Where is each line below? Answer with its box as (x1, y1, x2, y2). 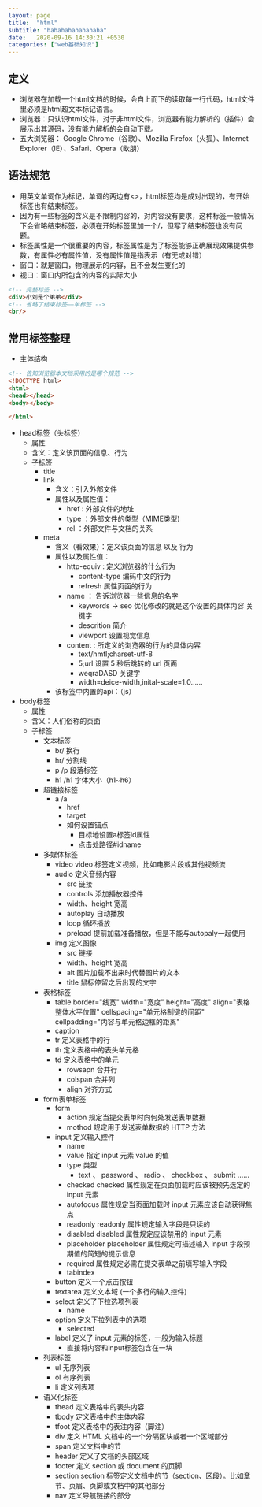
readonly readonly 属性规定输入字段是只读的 (66, 1219, 211, 1229)
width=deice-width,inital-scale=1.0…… (78, 677, 203, 687)
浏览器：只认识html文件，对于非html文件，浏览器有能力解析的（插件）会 (19, 113, 255, 123)
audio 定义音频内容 (54, 870, 116, 879)
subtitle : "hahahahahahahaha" (8, 26, 108, 34)
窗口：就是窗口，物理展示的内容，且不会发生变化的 (19, 260, 186, 269)
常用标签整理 (8, 332, 71, 345)
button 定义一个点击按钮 (54, 1277, 134, 1286)
